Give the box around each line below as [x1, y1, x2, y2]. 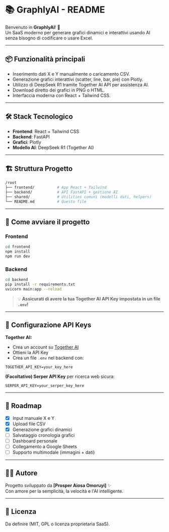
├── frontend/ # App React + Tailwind [5, 185, 107, 190]
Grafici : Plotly [12, 139, 42, 145]
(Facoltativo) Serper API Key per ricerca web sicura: [5, 373, 115, 379]
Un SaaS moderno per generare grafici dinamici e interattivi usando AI [5, 29, 151, 35]
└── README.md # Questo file [5, 199, 87, 204]
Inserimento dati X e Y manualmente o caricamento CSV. [12, 71, 130, 77]
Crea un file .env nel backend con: [12, 355, 84, 361]
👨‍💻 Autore [5, 469, 38, 477]
